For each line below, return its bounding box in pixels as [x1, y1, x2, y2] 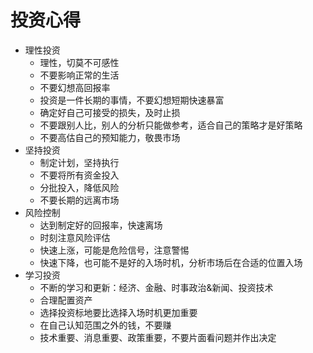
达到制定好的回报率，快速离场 [39, 219, 163, 231]
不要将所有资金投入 [39, 169, 120, 181]
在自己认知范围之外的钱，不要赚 [39, 319, 172, 331]
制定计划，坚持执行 [39, 156, 120, 168]
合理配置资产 [39, 294, 93, 306]
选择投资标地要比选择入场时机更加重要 [39, 306, 198, 318]
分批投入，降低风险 [39, 181, 120, 193]
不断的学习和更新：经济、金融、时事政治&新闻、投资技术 [39, 281, 274, 293]
